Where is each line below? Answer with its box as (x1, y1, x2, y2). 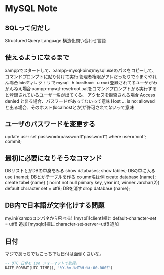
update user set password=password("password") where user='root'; (5, 133, 146, 139)
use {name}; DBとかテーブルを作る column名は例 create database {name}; (5, 174, 156, 180)
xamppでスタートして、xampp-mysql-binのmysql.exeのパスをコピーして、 (5, 67, 157, 73)
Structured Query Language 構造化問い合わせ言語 (5, 38, 106, 43)
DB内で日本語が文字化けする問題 (5, 201, 105, 209)
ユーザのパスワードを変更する (5, 120, 96, 128)
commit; (5, 138, 22, 144)
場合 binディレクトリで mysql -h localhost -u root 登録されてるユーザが (9, 80, 153, 85)
